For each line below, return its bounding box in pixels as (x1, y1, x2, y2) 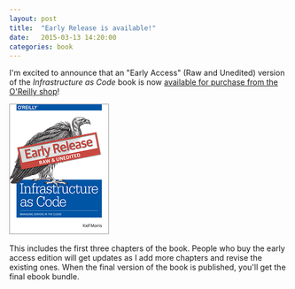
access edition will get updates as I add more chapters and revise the (9, 253, 263, 263)
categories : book (9, 42, 74, 51)
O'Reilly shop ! (9, 87, 60, 97)
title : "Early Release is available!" (9, 23, 157, 33)
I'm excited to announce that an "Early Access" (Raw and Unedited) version (9, 67, 285, 79)
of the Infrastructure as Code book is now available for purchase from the (9, 77, 279, 87)
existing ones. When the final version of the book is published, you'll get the (9, 262, 286, 273)
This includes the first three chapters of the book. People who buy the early (9, 243, 285, 254)
